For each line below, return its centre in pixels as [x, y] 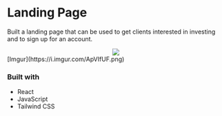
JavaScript [32, 99]
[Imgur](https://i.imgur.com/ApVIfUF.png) [66, 59]
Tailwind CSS [36, 106]
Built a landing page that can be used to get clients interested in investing [111, 32]
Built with [23, 77]
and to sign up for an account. [50, 38]
